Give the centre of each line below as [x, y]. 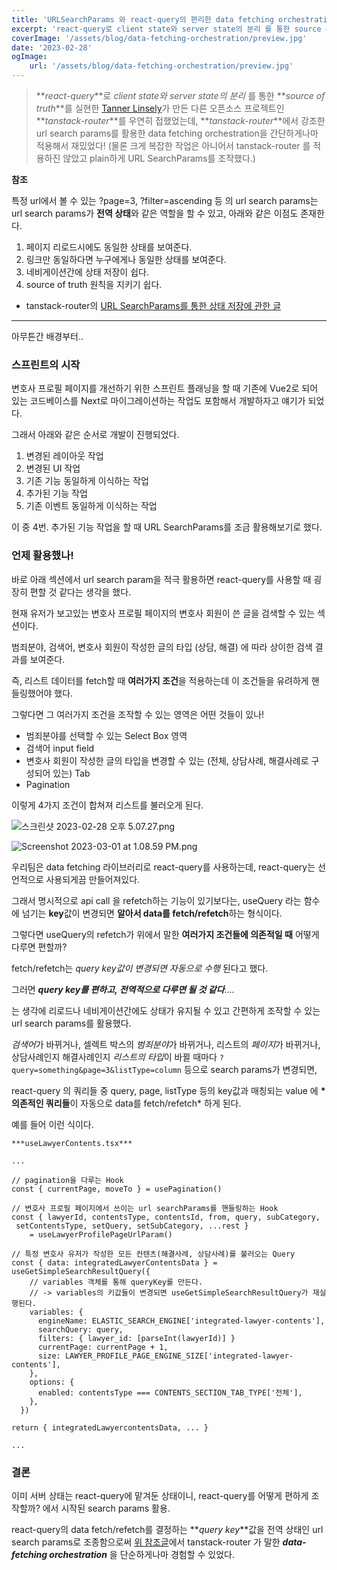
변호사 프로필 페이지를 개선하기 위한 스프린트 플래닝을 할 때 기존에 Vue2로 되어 [165, 388]
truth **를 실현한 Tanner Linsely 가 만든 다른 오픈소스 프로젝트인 [160, 108]
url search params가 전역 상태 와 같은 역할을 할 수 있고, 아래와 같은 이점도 [155, 213]
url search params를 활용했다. [71, 1023]
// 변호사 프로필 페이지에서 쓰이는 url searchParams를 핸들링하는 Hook [145, 1208]
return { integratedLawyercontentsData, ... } [110, 1427]
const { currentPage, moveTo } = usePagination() [117, 1189]
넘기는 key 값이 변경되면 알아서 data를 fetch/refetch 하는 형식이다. [152, 913]
